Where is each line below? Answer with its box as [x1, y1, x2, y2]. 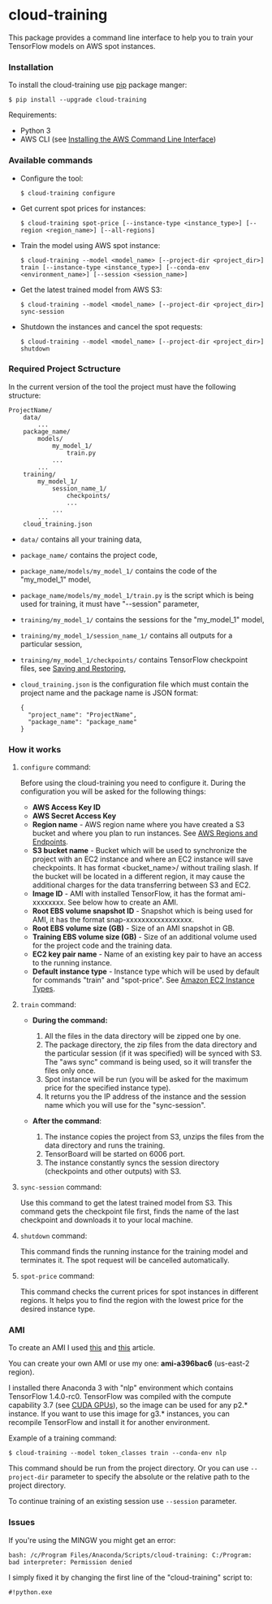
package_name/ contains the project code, [19, 550, 158, 560]
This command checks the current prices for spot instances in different [19, 1287, 259, 1297]
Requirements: [8, 110, 57, 120]
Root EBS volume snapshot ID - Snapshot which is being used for [32, 906, 253, 916]
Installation [8, 61, 54, 72]
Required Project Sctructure [8, 364, 121, 375]
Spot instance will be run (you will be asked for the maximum [44, 1074, 248, 1084]
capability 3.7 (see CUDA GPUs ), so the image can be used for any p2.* [8, 1401, 248, 1410]
